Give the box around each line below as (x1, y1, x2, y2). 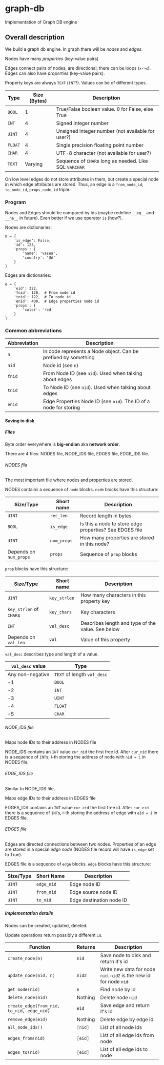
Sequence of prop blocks (80, 551, 138, 558)
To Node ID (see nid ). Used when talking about (43, 384, 151, 391)
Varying (24, 161, 43, 167)
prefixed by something (43, 354, 95, 361)
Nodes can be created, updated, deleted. (5, 922, 88, 928)
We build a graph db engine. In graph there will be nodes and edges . (5, 46, 143, 52)
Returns (76, 943, 96, 950)
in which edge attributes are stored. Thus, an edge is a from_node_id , (5, 181, 143, 187)
